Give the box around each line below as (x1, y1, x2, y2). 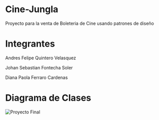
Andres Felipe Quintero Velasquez (5, 55, 76, 61)
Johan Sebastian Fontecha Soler (5, 64, 73, 70)
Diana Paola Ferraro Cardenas (5, 74, 68, 81)
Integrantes (5, 38, 55, 50)
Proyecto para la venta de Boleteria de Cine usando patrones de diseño (5, 20, 154, 26)
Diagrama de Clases (5, 92, 92, 104)
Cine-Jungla (5, 4, 59, 15)
